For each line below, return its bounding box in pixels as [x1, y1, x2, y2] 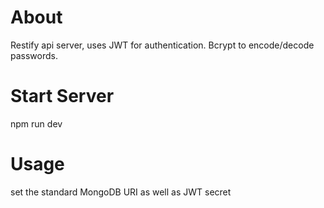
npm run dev [10, 117, 63, 130]
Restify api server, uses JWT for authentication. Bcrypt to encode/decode [10, 39, 315, 51]
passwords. [10, 49, 58, 61]
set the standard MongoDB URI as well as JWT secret [10, 186, 232, 198]
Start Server [10, 85, 115, 108]
